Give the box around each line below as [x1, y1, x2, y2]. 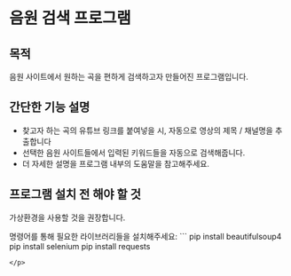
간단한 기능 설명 [9, 99, 90, 115]
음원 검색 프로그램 [9, 8, 131, 28]
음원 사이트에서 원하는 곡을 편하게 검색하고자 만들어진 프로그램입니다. [9, 72, 248, 82]
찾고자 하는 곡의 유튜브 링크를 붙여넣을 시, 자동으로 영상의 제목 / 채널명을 [21, 125, 273, 136]
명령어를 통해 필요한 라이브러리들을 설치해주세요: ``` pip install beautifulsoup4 [9, 231, 282, 241]
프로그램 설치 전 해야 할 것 [9, 187, 142, 202]
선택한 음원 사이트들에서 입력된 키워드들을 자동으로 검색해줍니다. [21, 147, 246, 158]
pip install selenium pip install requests [9, 241, 151, 251]
